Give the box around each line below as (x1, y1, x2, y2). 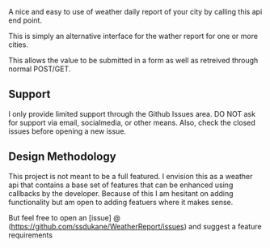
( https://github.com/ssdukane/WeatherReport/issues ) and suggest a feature (8, 221, 262, 231)
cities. (8, 40, 28, 49)
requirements (8, 230, 53, 240)
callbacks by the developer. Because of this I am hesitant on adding (8, 188, 234, 198)
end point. (8, 15, 43, 25)
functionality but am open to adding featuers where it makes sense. (8, 197, 234, 207)
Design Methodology (8, 150, 116, 164)
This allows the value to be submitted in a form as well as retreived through (8, 56, 259, 65)
